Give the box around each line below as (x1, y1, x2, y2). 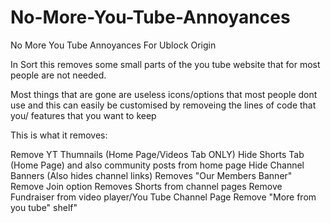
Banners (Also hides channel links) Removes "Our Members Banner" (10, 169, 293, 181)
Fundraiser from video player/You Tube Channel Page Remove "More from (10, 191, 317, 203)
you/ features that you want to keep (10, 109, 157, 121)
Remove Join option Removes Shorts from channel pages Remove (10, 180, 283, 192)
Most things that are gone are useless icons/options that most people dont (10, 88, 318, 100)
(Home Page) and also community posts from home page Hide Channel (10, 159, 305, 171)
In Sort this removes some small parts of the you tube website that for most (10, 58, 321, 70)
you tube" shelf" (10, 201, 78, 213)
